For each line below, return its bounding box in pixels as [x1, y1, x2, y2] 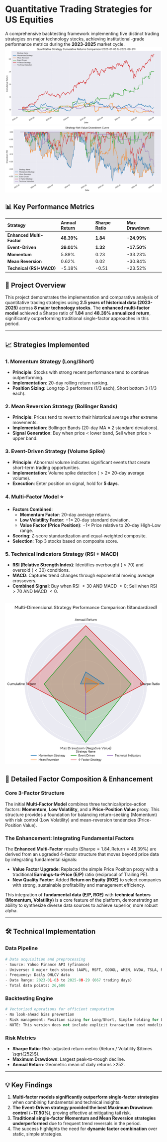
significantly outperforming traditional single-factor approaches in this [5, 316, 149, 322]
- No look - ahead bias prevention [5, 1012, 75, 1017]
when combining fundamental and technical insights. [12, 1099, 121, 1105]
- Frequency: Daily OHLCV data [5, 973, 70, 978]
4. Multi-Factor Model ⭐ [5, 493, 64, 500]
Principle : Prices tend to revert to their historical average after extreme [12, 414, 158, 420]
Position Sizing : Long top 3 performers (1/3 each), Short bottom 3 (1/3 [12, 385, 157, 391]
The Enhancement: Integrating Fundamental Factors [5, 834, 134, 841]
